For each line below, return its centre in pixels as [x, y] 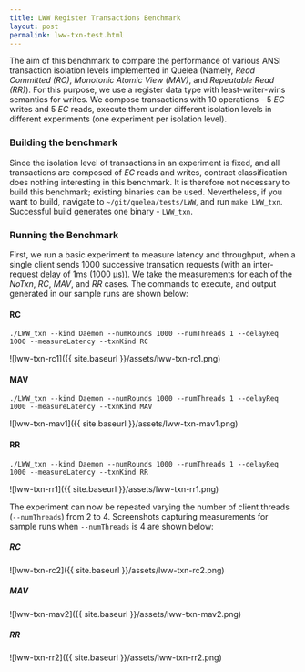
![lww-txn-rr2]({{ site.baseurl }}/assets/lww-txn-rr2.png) [116, 657]
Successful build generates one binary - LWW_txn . [102, 211]
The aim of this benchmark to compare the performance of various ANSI [145, 61]
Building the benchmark [64, 142]
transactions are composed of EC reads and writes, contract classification [148, 172]
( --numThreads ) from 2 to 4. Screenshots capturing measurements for [139, 516]
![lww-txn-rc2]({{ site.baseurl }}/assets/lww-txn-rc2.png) [117, 570]
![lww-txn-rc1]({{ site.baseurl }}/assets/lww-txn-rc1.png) [115, 359]
